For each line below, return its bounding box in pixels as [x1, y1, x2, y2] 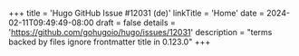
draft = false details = [95, 17, 176, 28]
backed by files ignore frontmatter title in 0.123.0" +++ [8, 36, 211, 47]
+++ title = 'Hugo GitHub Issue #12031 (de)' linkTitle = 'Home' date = [8, 8, 265, 18]
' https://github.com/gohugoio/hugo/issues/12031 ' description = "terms [8, 27, 273, 37]
